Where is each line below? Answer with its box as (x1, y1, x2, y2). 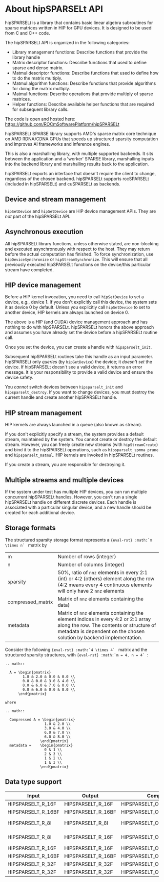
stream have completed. (5, 266, 54, 273)
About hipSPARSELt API (5, 3, 103, 15)
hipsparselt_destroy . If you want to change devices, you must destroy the (5, 389, 155, 395)
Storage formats (5, 524, 56, 532)
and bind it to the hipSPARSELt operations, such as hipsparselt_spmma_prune (5, 447, 159, 453)
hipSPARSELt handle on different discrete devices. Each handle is (5, 499, 137, 505)
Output (82, 792, 99, 799)
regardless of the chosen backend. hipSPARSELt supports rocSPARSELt (5, 176, 149, 182)
